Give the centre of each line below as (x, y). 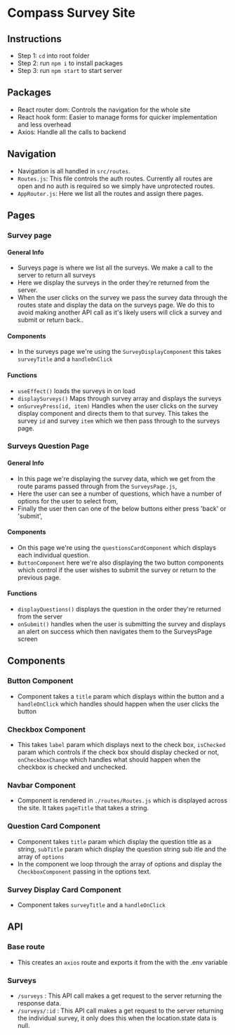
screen (27, 639)
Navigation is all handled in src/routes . (74, 171)
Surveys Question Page (48, 446)
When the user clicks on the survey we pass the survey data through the (122, 298)
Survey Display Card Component (64, 890)
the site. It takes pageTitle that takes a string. (83, 808)
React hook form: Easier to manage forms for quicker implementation (117, 117)
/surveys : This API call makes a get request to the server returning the (120, 996)
